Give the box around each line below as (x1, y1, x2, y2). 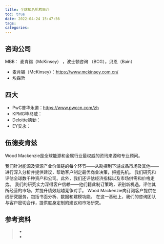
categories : (5, 25, 29, 30)
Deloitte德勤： (12, 117, 41, 123)
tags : (5, 21, 16, 26)
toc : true (5, 12, 25, 17)
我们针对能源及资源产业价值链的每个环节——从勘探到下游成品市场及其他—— (5, 163, 159, 169)
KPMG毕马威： (12, 111, 42, 116)
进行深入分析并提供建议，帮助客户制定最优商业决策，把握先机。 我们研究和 (5, 169, 156, 175)
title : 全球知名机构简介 (5, 7, 50, 12)
